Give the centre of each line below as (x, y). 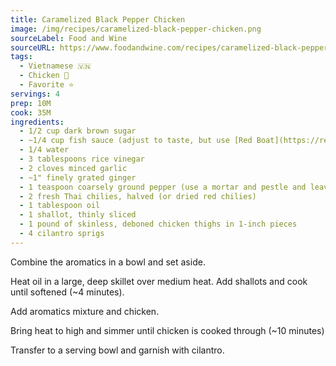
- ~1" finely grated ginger (78, 177)
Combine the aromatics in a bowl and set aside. (108, 262)
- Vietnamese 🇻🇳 (55, 66)
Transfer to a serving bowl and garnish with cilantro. (117, 350)
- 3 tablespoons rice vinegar (82, 159)
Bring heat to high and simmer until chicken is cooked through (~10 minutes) (167, 330)
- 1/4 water (44, 150)
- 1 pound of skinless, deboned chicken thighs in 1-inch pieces (158, 224)
